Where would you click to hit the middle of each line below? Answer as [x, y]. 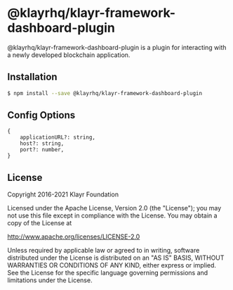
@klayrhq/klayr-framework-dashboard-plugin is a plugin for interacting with [117, 47]
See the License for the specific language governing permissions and [108, 273]
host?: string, [42, 144]
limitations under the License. [50, 280]
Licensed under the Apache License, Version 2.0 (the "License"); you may [114, 208]
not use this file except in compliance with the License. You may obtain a [112, 215]
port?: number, [42, 150]
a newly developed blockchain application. [69, 55]
